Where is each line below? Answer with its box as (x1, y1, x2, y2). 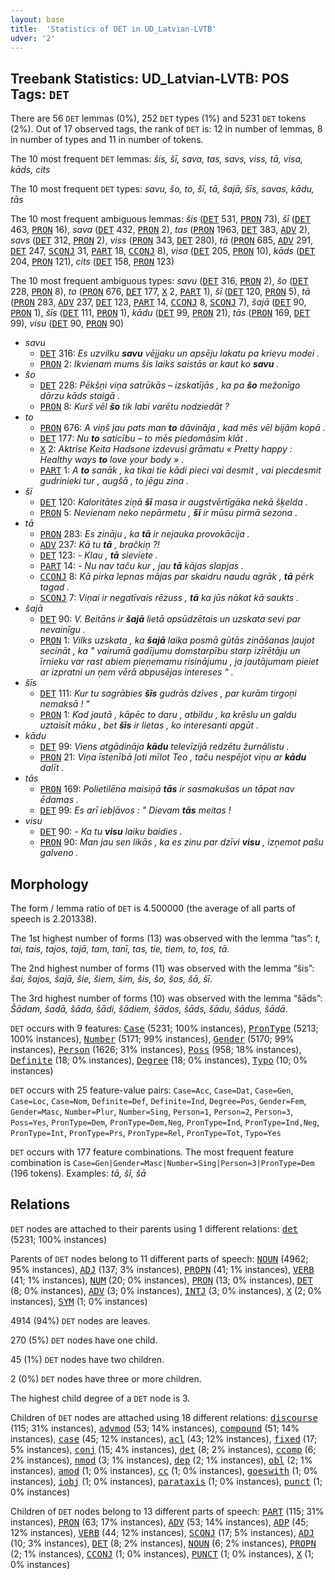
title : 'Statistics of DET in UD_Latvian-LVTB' (10, 24, 217, 34)
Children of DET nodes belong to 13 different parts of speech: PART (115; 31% (10, 1505, 325, 1517)
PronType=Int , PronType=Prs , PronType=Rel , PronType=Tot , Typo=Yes (10, 1127, 282, 1138)
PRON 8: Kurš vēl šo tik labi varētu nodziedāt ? (39, 401, 230, 413)
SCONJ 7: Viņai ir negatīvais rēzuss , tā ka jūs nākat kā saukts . (39, 592, 300, 604)
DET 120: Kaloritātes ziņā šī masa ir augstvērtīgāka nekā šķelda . (39, 496, 308, 508)
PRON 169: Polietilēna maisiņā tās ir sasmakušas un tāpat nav (39, 783, 295, 795)
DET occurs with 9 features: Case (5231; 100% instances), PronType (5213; (10, 1022, 319, 1034)
